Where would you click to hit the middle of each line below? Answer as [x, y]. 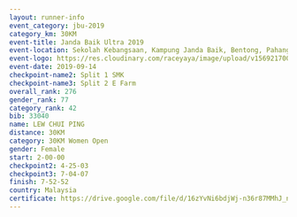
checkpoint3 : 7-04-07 [49, 174]
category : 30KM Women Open [59, 141]
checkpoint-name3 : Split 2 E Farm [73, 83]
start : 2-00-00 [37, 157]
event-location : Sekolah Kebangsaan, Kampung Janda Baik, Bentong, [136, 50]
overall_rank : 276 [43, 91]
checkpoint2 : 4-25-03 [49, 166]
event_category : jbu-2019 [57, 26]
